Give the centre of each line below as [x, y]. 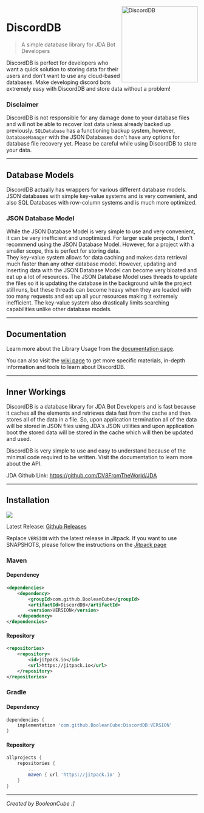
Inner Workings [36, 392]
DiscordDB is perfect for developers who [57, 63]
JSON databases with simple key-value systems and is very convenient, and [102, 196]
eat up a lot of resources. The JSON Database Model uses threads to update [102, 277]
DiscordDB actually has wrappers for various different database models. [97, 190]
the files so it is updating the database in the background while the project [99, 283]
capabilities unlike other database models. [59, 309]
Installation [28, 500]
